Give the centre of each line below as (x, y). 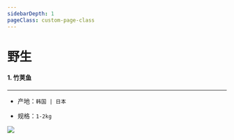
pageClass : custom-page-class (51, 20)
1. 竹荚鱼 (19, 78)
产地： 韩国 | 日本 (41, 101)
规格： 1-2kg (34, 116)
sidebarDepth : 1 (31, 14)
